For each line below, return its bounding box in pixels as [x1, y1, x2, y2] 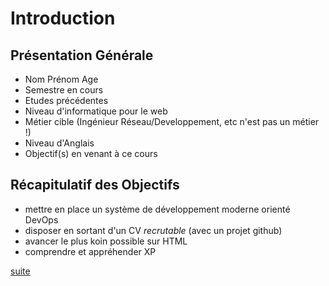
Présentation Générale [10, 47, 154, 64]
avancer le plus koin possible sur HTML [24, 235, 188, 247]
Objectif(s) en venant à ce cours [24, 148, 158, 159]
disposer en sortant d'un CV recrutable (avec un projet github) [24, 224, 283, 236]
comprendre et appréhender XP [24, 245, 157, 257]
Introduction [10, 7, 116, 30]
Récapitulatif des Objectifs [10, 177, 180, 194]
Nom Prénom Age [24, 73, 99, 85]
